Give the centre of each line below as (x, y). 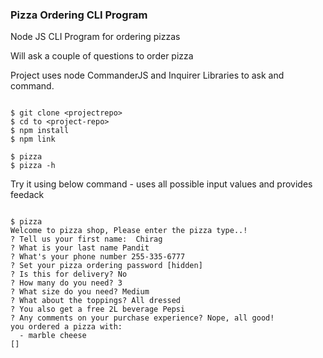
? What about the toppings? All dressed (96, 301)
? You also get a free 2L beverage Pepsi (98, 309)
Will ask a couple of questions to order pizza (102, 56)
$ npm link (33, 139)
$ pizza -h (33, 166)
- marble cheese (53, 336)
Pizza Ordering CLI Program (79, 15)
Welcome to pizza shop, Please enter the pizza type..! (129, 231)
